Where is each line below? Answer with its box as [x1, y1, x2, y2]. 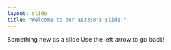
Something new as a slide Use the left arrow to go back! [7, 35, 165, 43]
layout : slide [7, 10, 48, 17]
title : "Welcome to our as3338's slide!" [7, 16, 127, 23]
